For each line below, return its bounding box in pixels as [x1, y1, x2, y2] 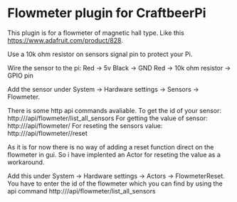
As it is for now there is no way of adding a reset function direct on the [7, 142, 214, 151]
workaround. [7, 158, 45, 166]
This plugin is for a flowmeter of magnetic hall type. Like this [7, 28, 185, 37]
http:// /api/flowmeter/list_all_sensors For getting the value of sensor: [7, 114, 208, 122]
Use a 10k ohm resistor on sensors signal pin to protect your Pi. [7, 50, 193, 58]
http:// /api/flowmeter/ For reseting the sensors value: [7, 121, 163, 129]
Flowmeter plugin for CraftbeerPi [7, 5, 206, 21]
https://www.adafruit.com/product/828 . [7, 36, 123, 44]
